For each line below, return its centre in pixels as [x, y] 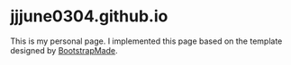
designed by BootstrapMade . [64, 50]
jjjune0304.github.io [89, 16]
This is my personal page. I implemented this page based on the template [146, 41]
